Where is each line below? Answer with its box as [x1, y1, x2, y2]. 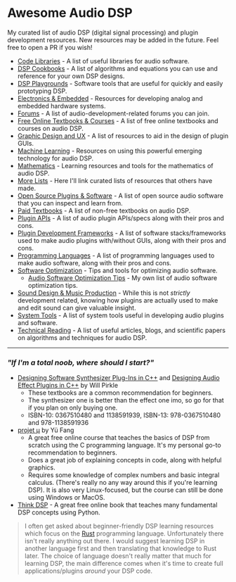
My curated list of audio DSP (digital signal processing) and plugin [7, 28, 199, 37]
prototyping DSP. [17, 87, 67, 95]
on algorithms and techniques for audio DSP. [17, 333, 147, 342]
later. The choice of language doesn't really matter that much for [24, 552, 212, 560]
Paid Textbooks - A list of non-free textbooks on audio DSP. [17, 206, 191, 215]
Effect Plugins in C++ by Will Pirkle [17, 381, 118, 390]
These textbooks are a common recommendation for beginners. [27, 388, 214, 397]
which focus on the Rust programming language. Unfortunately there [24, 529, 224, 538]
